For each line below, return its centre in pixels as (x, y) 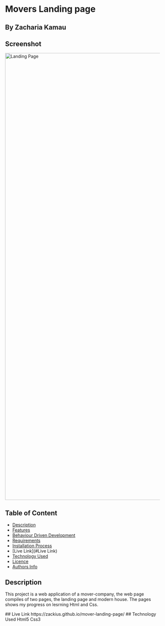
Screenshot (23, 44)
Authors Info (25, 567)
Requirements (26, 541)
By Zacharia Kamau (36, 27)
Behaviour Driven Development (44, 535)
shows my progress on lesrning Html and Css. (52, 605)
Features (21, 530)
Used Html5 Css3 (23, 620)
